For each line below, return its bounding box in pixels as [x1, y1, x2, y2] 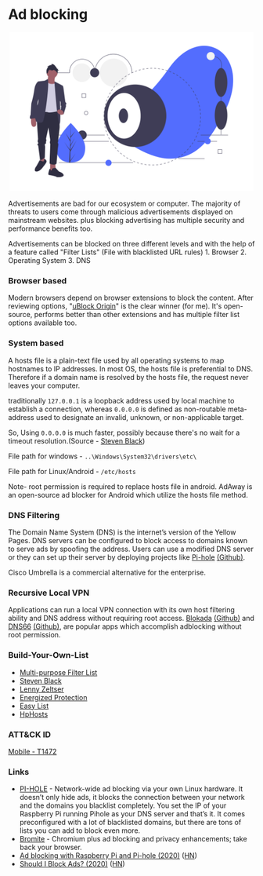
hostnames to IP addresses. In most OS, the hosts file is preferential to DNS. [8, 363, 253, 374]
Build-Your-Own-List [8, 650, 89, 661]
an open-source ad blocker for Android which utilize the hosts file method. [8, 490, 248, 499]
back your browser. [19, 842, 82, 852]
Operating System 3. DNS [8, 256, 92, 265]
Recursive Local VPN [8, 587, 90, 598]
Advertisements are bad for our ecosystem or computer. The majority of [8, 199, 241, 209]
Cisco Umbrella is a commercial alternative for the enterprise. [8, 568, 206, 578]
